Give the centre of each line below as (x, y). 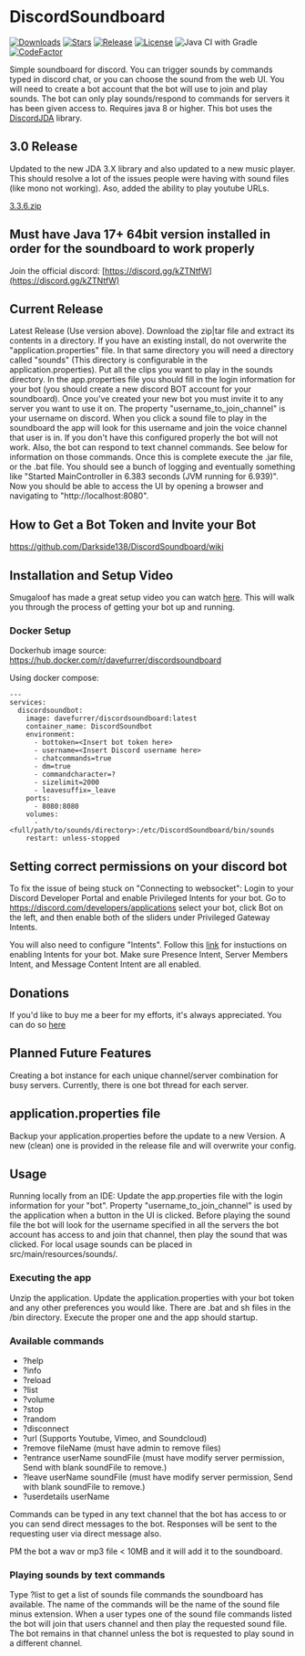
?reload (37, 1379)
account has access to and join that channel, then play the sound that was (149, 1235)
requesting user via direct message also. (86, 1533)
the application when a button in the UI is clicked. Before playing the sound (150, 1215)
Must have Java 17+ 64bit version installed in (140, 235)
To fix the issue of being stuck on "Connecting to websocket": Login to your (152, 888)
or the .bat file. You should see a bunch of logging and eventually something (152, 466)
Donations (40, 993)
